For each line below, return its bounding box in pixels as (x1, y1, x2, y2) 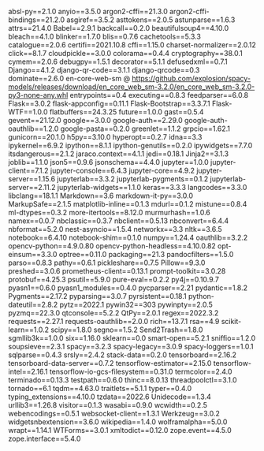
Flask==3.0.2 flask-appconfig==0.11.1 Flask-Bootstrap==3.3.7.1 (8, 99, 210, 108)
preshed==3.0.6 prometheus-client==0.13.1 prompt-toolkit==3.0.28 (8, 266, 226, 275)
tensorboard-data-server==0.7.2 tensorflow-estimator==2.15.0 (8, 359, 212, 367)
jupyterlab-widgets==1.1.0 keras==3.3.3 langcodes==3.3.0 (57, 183, 247, 192)
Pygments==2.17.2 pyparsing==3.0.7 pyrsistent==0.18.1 (8, 292, 187, 300)
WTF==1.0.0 (8, 107, 48, 117)
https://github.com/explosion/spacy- (132, 74, 251, 83)
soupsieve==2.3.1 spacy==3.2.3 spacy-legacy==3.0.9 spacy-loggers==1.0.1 (8, 342, 254, 351)
